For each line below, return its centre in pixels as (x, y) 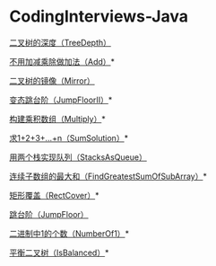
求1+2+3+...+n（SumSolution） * (69, 137)
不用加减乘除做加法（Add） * (62, 61)
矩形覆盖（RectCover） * (54, 195)
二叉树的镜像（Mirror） (52, 80)
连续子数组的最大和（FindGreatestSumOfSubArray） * (108, 176)
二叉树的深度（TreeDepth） (60, 42)
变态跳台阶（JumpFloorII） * (61, 100)
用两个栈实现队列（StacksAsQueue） (78, 157)
